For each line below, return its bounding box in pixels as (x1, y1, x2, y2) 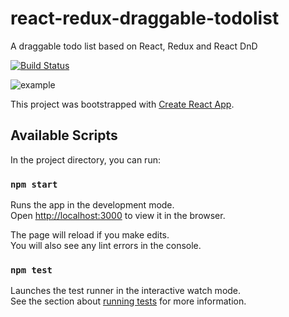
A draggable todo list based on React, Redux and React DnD (10, 40, 258, 52)
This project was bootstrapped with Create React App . (10, 98, 235, 110)
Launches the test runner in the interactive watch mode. (10, 285, 242, 297)
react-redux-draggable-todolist (10, 7, 280, 30)
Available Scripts (10, 127, 118, 144)
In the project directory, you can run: (10, 153, 161, 166)
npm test (10, 264, 53, 276)
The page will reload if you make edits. (10, 229, 170, 241)
